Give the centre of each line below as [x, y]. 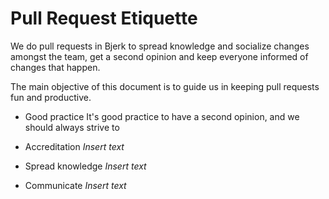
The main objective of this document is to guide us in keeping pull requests [165, 86]
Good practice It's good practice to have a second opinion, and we [162, 116]
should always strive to [72, 127]
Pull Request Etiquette [104, 18]
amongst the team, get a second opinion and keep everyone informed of [159, 56]
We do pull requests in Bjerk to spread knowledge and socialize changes [160, 46]
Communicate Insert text [75, 185]
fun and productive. [51, 97]
